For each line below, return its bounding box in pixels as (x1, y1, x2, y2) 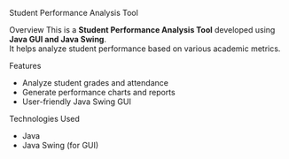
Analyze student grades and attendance (21, 78, 168, 87)
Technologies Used (9, 114, 80, 124)
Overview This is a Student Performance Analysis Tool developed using (9, 25, 276, 34)
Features (9, 61, 42, 71)
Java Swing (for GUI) (21, 140, 99, 150)
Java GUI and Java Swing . (9, 34, 106, 44)
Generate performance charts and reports (21, 87, 176, 97)
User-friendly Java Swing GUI (21, 96, 131, 107)
